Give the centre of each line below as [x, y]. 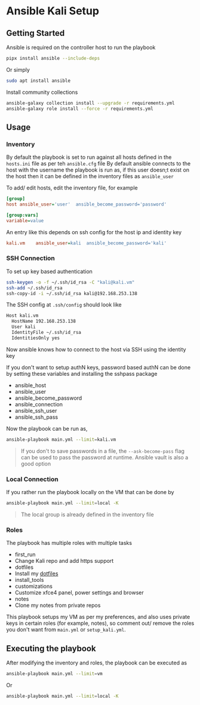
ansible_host [30, 385]
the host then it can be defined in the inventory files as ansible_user [90, 176]
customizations [33, 586]
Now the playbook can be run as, [47, 428]
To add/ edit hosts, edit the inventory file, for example [72, 188]
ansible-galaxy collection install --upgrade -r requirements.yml [90, 103]
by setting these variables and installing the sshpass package [82, 373]
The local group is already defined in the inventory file [87, 514]
